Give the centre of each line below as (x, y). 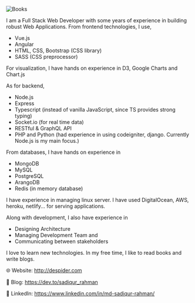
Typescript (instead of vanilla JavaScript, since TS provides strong (95, 110)
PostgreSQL (29, 176)
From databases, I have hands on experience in (63, 152)
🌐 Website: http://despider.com (44, 270)
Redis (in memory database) (49, 188)
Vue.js (22, 38)
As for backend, (26, 86)
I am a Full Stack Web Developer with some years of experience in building (96, 20)
